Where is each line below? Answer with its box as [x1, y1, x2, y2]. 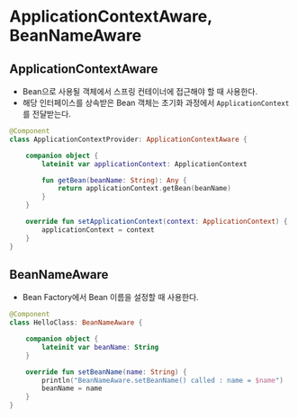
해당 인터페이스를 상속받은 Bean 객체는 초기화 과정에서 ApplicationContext [22, 97, 290, 108]
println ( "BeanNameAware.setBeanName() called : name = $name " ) [41, 376, 284, 385]
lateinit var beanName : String [41, 342, 159, 351]
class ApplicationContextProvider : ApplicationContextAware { [9, 135, 248, 144]
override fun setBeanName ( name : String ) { [25, 367, 187, 377]
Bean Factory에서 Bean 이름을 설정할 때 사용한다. [22, 292, 200, 303]
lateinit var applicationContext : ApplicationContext [41, 159, 248, 168]
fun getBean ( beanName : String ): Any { [41, 175, 187, 185]
